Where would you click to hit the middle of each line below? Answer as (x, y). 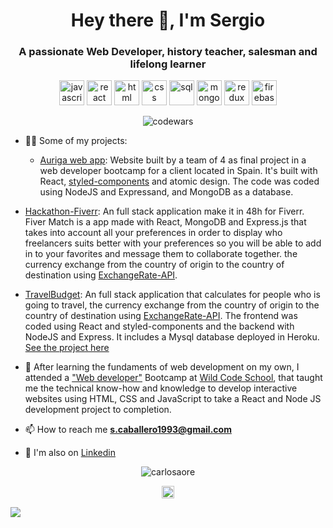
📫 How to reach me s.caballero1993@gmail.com (128, 430)
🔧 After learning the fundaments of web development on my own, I (162, 367)
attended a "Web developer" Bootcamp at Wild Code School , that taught (173, 378)
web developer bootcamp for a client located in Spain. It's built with (178, 171)
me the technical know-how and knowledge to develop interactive (161, 388)
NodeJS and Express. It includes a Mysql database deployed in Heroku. (172, 337)
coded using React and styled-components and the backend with (159, 326)
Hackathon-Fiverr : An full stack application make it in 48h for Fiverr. (164, 211)
